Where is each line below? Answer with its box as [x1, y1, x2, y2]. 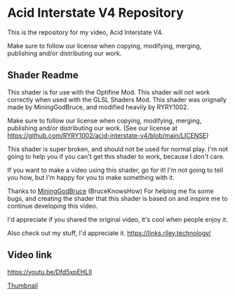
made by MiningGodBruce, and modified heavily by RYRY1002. [7, 103, 189, 111]
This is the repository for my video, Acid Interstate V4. [7, 28, 163, 36]
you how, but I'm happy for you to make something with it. [7, 173, 175, 181]
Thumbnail [7, 281, 39, 290]
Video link [7, 249, 53, 261]
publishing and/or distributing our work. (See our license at [7, 124, 177, 132]
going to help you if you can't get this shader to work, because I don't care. [7, 152, 225, 160]
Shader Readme [7, 69, 79, 81]
